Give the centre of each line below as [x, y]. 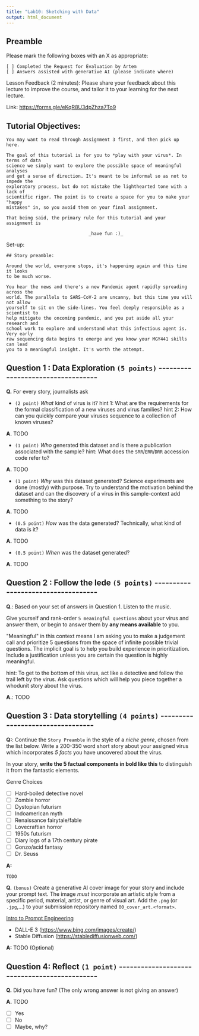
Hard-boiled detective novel [49, 793]
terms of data [24, 161]
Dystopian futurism [38, 806]
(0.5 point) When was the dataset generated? [72, 552]
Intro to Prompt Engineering [40, 919]
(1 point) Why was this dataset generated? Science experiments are [99, 481]
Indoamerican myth [39, 813]
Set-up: [15, 245]
